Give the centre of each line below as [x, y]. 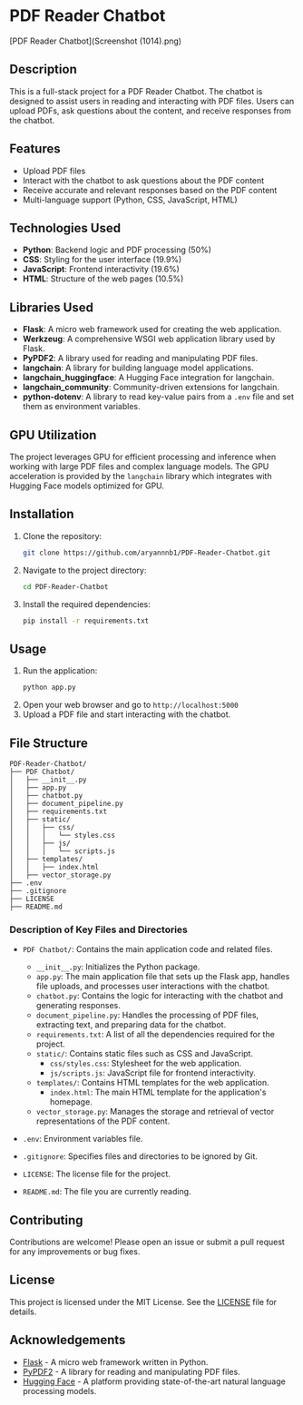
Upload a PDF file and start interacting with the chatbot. [127, 714]
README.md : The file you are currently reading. [107, 1192]
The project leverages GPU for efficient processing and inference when [143, 457]
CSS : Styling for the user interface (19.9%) [102, 260]
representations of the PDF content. [103, 1121]
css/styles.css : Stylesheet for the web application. [146, 1064]
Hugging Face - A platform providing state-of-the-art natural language [154, 1381]
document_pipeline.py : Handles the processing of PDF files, [147, 1015]
